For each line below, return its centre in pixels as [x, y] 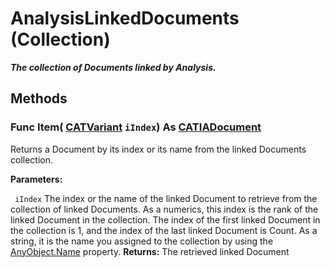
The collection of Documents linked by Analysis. [113, 67]
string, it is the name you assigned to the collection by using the [142, 241]
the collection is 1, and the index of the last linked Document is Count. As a [164, 230]
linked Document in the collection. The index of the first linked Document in [165, 219]
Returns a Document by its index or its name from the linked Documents [158, 149]
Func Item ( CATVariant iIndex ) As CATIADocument [136, 127]
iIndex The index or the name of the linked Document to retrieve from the [166, 198]
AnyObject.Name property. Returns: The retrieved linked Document [150, 251]
